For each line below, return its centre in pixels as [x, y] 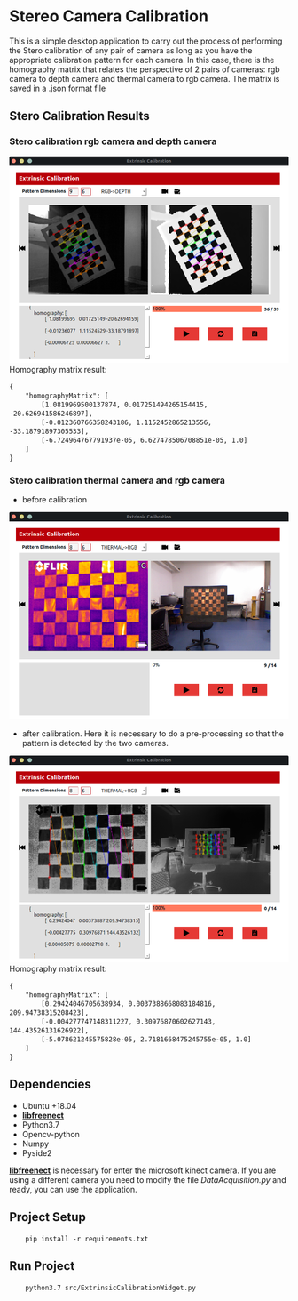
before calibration [54, 500]
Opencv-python [51, 1134]
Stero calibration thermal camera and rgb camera [118, 480]
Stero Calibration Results [79, 116]
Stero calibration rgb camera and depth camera [113, 141]
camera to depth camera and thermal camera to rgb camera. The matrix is [145, 78]
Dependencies [50, 1084]
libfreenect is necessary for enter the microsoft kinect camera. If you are [143, 1170]
